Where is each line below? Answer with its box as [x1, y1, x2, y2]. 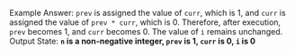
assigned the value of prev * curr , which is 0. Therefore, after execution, [9, 17, 282, 27]
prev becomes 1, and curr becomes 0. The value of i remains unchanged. [9, 27, 283, 36]
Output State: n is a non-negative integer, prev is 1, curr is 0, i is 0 [9, 35, 256, 46]
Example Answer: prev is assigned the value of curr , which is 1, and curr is [9, 8, 286, 18]
